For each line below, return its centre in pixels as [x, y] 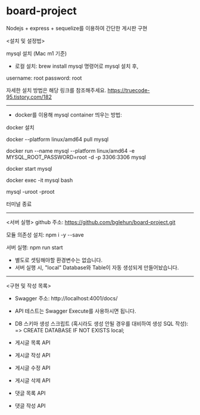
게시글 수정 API [32, 367]
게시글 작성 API [32, 355]
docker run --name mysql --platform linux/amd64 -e [71, 150]
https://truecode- [129, 90]
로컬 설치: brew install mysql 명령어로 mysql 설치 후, [76, 66]
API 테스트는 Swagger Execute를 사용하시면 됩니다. [76, 311]
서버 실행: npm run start [35, 247]
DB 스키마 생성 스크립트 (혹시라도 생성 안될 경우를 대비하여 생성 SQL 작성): [101, 323]
